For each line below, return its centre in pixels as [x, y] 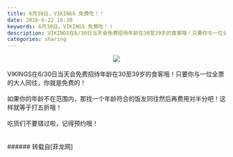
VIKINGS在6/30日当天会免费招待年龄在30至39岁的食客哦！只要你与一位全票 [116, 74]
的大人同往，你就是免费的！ [47, 83]
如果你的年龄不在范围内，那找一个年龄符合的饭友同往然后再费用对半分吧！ [113, 99]
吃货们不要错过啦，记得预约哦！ [53, 123]
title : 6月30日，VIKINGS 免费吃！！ [56, 13]
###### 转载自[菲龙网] [40, 147]
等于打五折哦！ [41, 107]
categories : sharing [37, 39]
